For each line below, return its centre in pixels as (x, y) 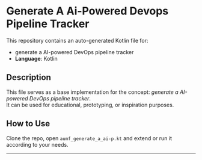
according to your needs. (37, 144)
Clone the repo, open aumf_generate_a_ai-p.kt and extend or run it (89, 138)
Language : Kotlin (36, 58)
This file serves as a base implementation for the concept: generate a (92, 92)
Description (29, 77)
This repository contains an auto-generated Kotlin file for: (77, 40)
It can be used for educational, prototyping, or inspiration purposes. (90, 105)
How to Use (28, 124)
